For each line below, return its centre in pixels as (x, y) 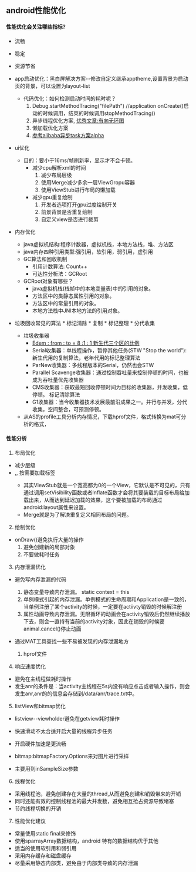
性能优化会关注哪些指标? (36, 27)
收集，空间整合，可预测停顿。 (68, 409)
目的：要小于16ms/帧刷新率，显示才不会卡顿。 (80, 160)
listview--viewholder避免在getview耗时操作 (67, 718)
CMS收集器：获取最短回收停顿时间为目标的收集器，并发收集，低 (110, 387)
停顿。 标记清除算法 (56, 394)
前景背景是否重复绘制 (67, 212)
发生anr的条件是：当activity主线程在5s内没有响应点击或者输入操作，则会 (102, 686)
